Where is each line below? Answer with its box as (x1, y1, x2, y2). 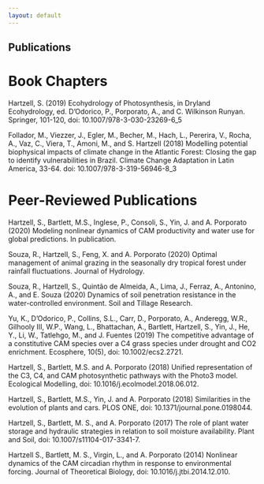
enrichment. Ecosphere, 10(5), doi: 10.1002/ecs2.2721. (8, 347, 184, 356)
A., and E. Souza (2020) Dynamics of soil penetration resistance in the (8, 289, 236, 300)
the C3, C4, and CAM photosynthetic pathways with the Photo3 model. (8, 370, 238, 380)
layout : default (8, 11, 61, 20)
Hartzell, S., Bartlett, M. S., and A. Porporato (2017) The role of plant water (8, 418, 249, 427)
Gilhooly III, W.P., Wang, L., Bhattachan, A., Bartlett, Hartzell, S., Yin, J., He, (8, 322, 251, 331)
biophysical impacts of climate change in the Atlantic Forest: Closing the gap (8, 147, 257, 156)
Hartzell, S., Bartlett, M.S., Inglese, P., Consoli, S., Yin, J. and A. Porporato (8, 218, 247, 227)
